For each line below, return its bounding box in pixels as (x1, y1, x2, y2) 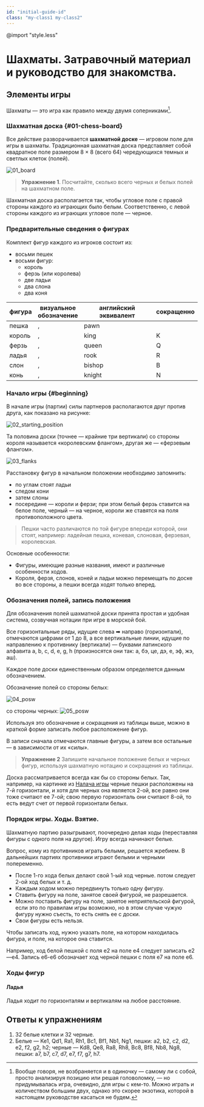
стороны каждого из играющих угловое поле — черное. (6, 210, 153, 217)
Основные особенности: (6, 550, 70, 557)
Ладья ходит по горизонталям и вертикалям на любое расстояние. (6, 997, 181, 1004)
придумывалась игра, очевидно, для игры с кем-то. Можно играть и (15, 1080, 194, 1088)
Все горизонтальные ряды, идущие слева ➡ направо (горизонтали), (6, 628, 183, 636)
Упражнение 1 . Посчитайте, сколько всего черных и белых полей (21, 179, 193, 186)
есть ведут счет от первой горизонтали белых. (6, 800, 129, 807)
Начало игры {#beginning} (6, 389, 89, 397)
